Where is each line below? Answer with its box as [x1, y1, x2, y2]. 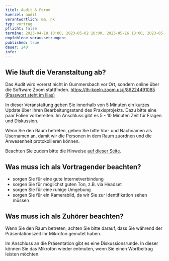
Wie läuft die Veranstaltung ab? [5, 68, 106, 76]
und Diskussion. [5, 118, 39, 124]
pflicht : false [5, 26, 37, 31]
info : [5, 49, 17, 54]
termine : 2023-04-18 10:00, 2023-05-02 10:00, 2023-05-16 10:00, [5, 31, 145, 36]
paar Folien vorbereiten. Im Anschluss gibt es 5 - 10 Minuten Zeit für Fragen [5, 113, 162, 119]
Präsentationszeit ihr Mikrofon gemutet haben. [5, 230, 102, 236]
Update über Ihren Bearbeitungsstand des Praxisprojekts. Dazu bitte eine [5, 107, 157, 113]
